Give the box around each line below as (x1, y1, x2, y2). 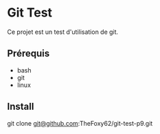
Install (7, 101, 34, 113)
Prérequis (7, 48, 50, 59)
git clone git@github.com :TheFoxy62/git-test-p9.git (7, 119, 153, 127)
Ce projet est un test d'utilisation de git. (7, 28, 119, 36)
